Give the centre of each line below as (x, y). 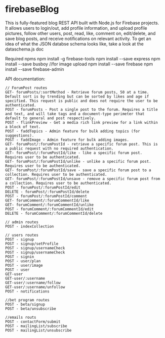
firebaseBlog (32, 9)
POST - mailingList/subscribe (36, 326)
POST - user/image (24, 265)
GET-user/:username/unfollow (35, 287)
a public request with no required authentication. (59, 148)
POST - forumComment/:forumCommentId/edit (49, 209)
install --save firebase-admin (35, 69)
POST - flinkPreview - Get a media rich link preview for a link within (82, 122)
